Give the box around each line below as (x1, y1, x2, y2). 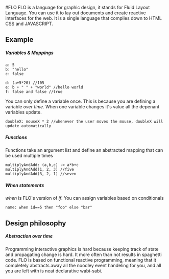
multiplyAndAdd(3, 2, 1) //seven (5, 171, 77, 177)
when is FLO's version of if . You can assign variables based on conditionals (5, 195, 164, 201)
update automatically (5, 124, 52, 129)
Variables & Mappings (5, 50, 54, 56)
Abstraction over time (5, 233, 53, 239)
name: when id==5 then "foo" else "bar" (5, 205, 93, 210)
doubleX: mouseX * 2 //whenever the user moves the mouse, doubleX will (5, 119, 163, 124)
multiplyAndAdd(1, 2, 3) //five (5, 167, 74, 172)
